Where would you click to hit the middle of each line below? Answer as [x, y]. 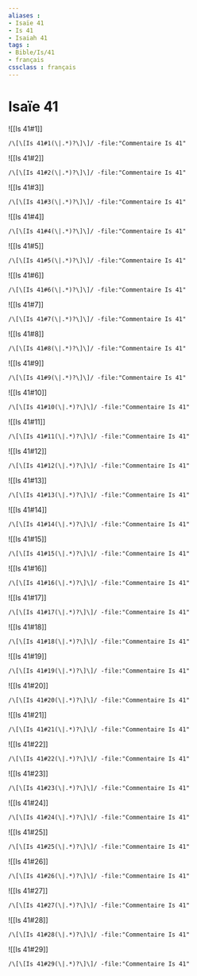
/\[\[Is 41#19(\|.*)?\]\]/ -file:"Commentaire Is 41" [99, 671]
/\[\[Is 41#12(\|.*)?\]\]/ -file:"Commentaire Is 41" [99, 466]
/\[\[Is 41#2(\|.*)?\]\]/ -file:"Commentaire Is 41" [97, 172]
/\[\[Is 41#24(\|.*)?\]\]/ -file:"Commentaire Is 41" [99, 817]
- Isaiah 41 [28, 38]
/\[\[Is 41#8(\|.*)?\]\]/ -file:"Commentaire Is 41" [97, 348]
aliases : [25, 15]
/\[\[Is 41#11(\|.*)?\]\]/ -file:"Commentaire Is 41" [99, 436]
